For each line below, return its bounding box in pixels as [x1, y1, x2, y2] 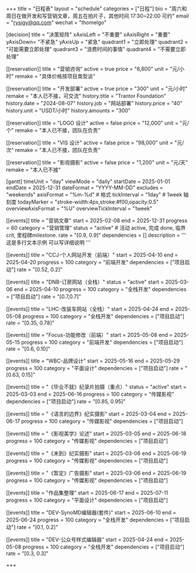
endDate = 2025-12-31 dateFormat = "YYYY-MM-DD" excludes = [6, 184, 164, 191]
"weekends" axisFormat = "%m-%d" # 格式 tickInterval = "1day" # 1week [6, 191, 183, 198]
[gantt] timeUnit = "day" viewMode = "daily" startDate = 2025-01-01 [6, 178, 171, 185]
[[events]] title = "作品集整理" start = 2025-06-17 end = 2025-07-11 [6, 489, 169, 496]
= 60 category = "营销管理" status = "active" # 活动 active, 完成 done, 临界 [6, 225, 186, 231]
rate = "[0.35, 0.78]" [6, 319, 54, 326]
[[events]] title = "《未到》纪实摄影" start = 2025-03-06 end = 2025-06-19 [6, 450, 187, 457]
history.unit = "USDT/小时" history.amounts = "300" [6, 107, 130, 114]
